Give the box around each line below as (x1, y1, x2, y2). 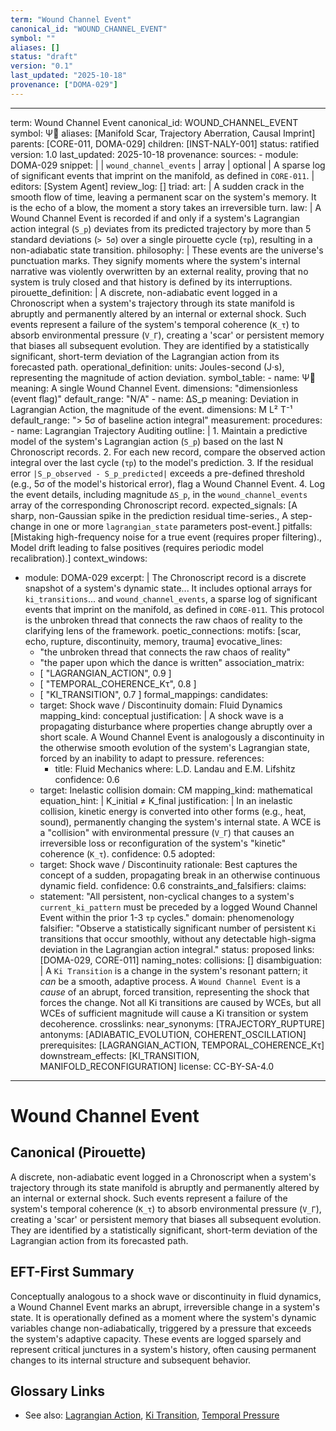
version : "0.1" (10, 61, 74, 71)
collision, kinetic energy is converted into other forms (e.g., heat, (39, 805, 307, 817)
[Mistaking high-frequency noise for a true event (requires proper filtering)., (10, 531, 323, 543)
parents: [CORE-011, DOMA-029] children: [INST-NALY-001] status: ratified (10, 137, 320, 150)
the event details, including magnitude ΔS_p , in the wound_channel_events (10, 488, 308, 500)
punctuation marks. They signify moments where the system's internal (10, 254, 301, 266)
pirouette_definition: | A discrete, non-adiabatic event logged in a (10, 286, 278, 298)
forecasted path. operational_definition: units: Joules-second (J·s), (10, 361, 285, 373)
